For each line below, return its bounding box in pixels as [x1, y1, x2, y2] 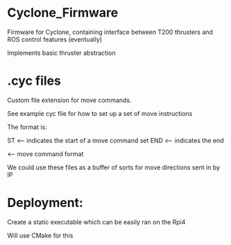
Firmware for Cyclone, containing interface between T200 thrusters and [7, 28, 214, 36]
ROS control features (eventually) [7, 35, 103, 43]
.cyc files [7, 73, 61, 89]
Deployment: [7, 195, 83, 211]
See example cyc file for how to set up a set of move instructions [7, 109, 193, 117]
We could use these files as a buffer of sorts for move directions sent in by [7, 163, 221, 171]
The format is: [7, 123, 47, 131]
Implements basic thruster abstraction [7, 49, 116, 57]
